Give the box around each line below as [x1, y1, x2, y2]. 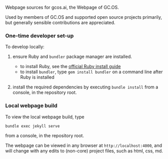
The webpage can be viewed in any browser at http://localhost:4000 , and [5, 142, 162, 148]
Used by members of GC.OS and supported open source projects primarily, [5, 14, 162, 20]
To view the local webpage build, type [5, 114, 85, 120]
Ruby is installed [20, 74, 55, 80]
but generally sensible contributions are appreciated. [5, 20, 115, 25]
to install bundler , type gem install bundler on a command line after [20, 69, 163, 75]
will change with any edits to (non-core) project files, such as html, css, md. [5, 147, 163, 154]
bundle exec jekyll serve [5, 123, 60, 129]
